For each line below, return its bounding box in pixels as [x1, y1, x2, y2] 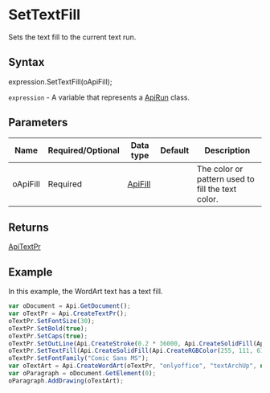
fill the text [196, 183, 237, 194]
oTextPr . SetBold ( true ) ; [8, 324, 88, 333]
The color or [196, 163, 243, 174]
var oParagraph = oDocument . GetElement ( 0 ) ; [8, 370, 157, 378]
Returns [8, 220, 50, 234]
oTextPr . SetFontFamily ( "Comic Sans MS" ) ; [8, 354, 149, 362]
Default [160, 145, 190, 156]
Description [204, 145, 251, 156]
